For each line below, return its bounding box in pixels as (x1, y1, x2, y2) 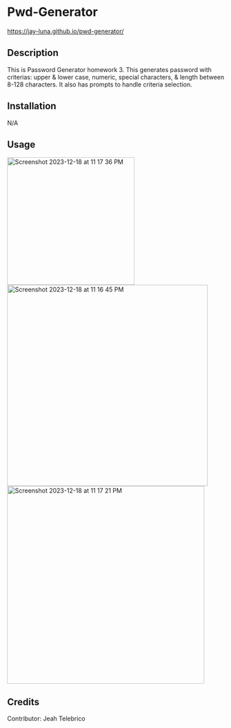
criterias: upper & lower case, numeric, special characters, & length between (7, 73, 225, 81)
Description (7, 47, 59, 59)
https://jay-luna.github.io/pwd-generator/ (7, 27, 124, 35)
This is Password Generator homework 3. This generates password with (7, 65, 212, 73)
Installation (7, 100, 57, 112)
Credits (7, 696, 40, 708)
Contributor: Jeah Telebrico (7, 714, 86, 723)
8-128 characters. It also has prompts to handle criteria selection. (7, 80, 192, 89)
